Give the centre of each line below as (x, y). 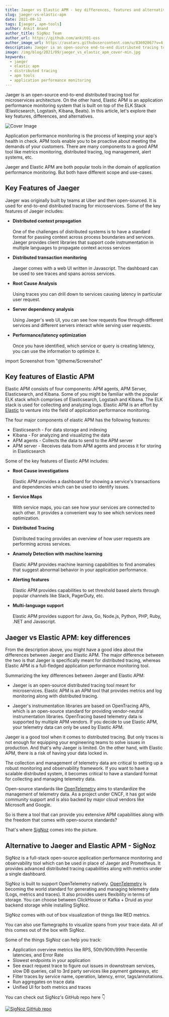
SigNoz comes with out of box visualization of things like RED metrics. (78, 915)
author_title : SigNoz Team (33, 33)
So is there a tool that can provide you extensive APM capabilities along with (84, 815)
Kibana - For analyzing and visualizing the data (61, 435)
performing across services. (42, 544)
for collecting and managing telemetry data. (51, 779)
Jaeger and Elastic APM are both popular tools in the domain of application (83, 167)
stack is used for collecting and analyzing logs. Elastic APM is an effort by (82, 405)
